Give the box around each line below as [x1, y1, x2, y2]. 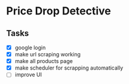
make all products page [14, 58, 73, 65]
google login [14, 44, 46, 51]
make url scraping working [14, 51, 81, 58]
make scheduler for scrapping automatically [14, 64, 124, 71]
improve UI [14, 71, 42, 79]
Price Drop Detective [6, 4, 112, 18]
